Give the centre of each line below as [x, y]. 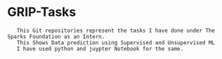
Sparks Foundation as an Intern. [56, 36]
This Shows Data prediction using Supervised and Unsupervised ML [116, 42]
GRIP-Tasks [42, 12]
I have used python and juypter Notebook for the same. [100, 49]
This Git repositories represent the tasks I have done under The [116, 31]
